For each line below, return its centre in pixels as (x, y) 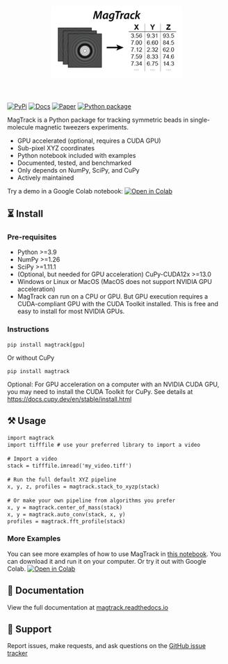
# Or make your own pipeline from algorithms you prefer (91, 500)
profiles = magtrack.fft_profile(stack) (67, 521)
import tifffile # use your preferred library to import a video (104, 445)
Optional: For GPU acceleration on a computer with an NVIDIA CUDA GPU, (113, 384)
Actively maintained (46, 177)
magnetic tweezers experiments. (82, 127)
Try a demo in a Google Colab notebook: (65, 191)
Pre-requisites (32, 237)
